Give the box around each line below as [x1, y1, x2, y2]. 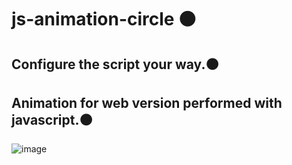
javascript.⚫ [11, 111, 93, 128]
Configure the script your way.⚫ [11, 56, 219, 73]
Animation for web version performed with [11, 94, 283, 111]
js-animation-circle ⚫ [11, 8, 197, 31]
